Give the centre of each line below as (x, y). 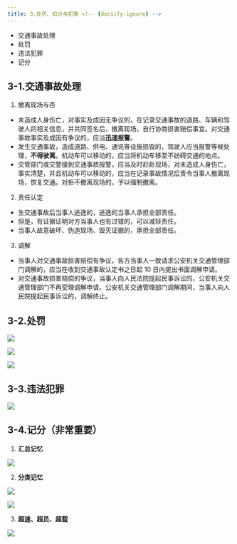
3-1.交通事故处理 (44, 87)
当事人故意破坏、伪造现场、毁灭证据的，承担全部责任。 (99, 230)
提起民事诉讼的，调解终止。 (71, 296)
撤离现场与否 (36, 105)
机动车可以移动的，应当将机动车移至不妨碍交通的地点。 (143, 156)
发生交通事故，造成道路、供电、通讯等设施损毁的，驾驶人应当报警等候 (121, 147)
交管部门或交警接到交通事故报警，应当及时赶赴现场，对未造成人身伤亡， (123, 164)
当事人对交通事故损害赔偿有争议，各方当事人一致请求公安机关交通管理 (121, 261)
